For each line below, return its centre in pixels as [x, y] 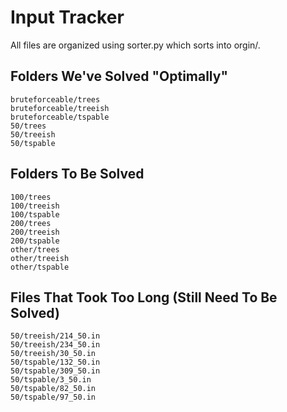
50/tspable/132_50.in [55, 362]
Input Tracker [67, 17]
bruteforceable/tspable [60, 117]
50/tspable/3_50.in [51, 380]
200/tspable [35, 241]
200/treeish [35, 232]
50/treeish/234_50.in [55, 345]
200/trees [31, 223]
